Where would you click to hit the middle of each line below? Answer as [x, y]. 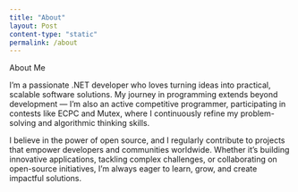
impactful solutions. [46, 179]
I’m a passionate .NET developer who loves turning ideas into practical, [140, 85]
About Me [28, 68]
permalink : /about [43, 42]
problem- [257, 113]
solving [23, 123]
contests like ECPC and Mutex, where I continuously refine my [124, 113]
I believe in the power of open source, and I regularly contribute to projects [147, 140]
